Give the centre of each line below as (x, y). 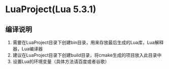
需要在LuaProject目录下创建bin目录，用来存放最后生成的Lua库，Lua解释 (88, 42)
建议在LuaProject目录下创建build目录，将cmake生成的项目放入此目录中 (87, 55)
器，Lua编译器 (28, 49)
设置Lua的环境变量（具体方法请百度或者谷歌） (61, 61)
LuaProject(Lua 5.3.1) (51, 9)
